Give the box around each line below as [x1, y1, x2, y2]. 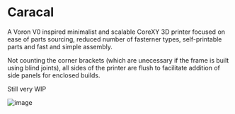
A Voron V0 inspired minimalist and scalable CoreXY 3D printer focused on [7, 27, 225, 36]
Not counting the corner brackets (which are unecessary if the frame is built [7, 56, 229, 64]
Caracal [7, 4, 55, 20]
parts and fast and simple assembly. [7, 42, 113, 51]
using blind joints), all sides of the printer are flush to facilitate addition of [7, 63, 221, 72]
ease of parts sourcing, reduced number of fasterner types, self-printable [7, 34, 222, 43]
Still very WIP [7, 84, 47, 93]
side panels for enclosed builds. [7, 71, 101, 80]
